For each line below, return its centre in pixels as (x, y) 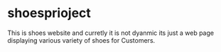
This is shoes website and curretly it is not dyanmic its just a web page (111, 33)
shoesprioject (49, 13)
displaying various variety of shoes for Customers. (81, 40)
